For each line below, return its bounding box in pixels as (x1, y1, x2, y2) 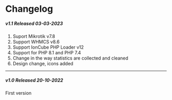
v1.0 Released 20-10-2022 (5, 77, 63, 83)
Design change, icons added (12, 61, 73, 67)
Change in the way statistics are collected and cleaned (12, 55, 128, 62)
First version (5, 90, 32, 96)
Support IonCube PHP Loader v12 (12, 44, 84, 50)
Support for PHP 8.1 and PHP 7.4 (12, 50, 81, 56)
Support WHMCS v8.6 (12, 39, 60, 45)
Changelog (5, 3, 53, 15)
